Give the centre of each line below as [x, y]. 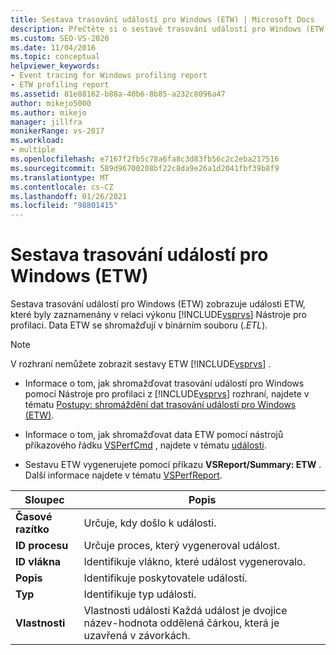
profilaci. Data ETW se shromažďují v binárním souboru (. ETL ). [139, 325]
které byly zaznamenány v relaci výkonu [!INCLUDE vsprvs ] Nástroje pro [158, 315]
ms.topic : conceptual [55, 57]
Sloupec [44, 500]
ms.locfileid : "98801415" [64, 206]
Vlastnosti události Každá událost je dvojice [185, 611]
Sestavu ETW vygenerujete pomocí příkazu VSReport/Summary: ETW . [173, 465]
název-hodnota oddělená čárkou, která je [181, 623]
